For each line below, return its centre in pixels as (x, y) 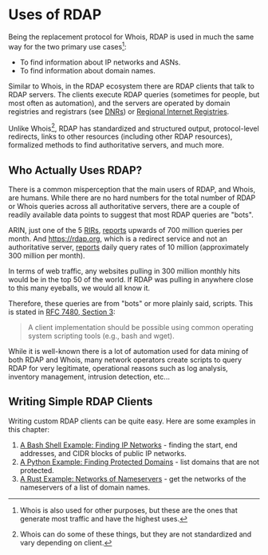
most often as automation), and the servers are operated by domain (119, 103)
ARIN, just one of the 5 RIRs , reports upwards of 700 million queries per (126, 230)
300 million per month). (47, 256)
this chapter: (29, 429)
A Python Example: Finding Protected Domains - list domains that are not (140, 462)
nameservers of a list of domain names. (85, 487)
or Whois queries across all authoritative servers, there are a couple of (124, 207)
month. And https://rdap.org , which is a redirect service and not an (118, 239)
